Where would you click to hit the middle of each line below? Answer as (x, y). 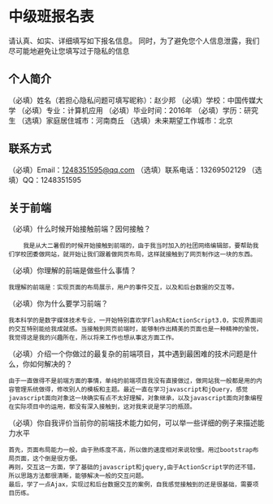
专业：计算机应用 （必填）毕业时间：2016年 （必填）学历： (145, 110)
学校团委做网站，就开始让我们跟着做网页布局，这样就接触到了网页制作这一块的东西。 (135, 254)
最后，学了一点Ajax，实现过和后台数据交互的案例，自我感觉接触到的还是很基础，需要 (131, 484)
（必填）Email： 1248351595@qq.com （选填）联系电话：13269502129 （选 (135, 169)
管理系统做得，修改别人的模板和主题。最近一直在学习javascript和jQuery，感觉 (131, 390)
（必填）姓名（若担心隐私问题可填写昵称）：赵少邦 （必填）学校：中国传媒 (132, 100)
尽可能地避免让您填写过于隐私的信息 (69, 50)
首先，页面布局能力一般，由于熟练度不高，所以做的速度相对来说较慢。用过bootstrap (131, 450)
